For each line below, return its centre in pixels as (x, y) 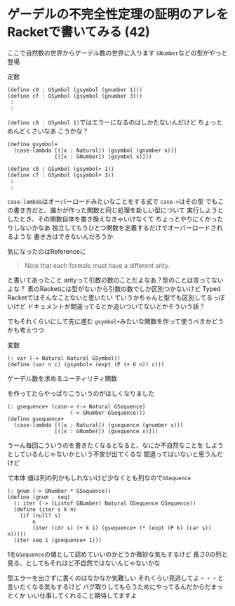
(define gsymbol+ (33, 144)
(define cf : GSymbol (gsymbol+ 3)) (61, 175)
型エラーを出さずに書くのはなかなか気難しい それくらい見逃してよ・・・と (116, 578)
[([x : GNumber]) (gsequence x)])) (106, 431)
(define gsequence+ (36, 419)
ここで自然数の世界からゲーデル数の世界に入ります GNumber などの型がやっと (117, 53)
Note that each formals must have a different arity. (97, 265)
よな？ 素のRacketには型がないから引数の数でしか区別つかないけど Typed (114, 288)
